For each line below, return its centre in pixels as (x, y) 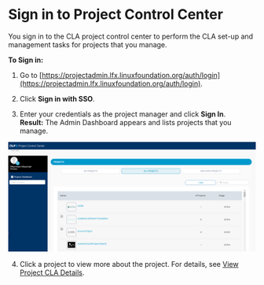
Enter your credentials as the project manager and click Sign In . (123, 114)
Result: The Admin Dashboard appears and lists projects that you (125, 122)
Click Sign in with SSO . (57, 98)
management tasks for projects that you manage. (88, 44)
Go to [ (31, 75)
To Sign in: (26, 60)
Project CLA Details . (52, 272)
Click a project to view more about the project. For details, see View (129, 265)
